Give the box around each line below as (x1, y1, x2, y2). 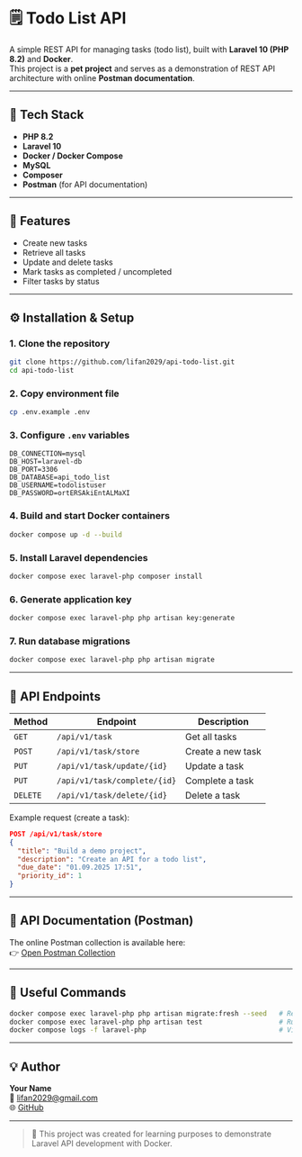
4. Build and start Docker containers (9, 510, 171, 522)
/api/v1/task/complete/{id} (57, 775, 177, 785)
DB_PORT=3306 (9, 466, 58, 475)
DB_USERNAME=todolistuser (9, 481, 106, 490)
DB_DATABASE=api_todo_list (9, 473, 111, 483)
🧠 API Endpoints (9, 689, 102, 704)
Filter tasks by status (22, 276, 101, 286)
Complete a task (185, 774, 254, 787)
